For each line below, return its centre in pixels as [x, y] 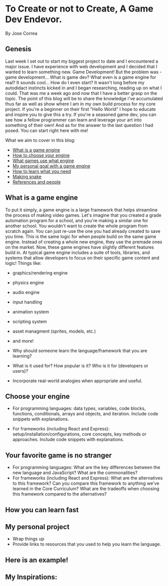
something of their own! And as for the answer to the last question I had [79, 125]
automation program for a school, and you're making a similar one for [77, 220]
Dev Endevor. [34, 19]
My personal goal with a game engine [51, 166]
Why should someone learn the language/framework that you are [80, 350]
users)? [20, 371]
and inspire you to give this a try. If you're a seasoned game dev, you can [81, 114]
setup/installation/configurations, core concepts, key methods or [79, 434]
